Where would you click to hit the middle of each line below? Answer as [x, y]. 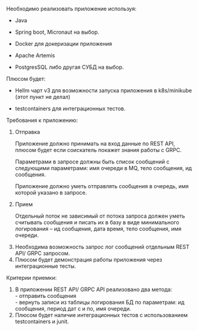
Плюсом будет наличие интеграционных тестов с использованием [101, 315]
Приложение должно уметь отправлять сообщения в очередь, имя [102, 186]
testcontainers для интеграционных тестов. [70, 109]
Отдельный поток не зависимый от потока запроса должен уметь [100, 216]
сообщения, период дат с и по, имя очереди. [73, 309]
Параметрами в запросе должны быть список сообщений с [92, 162]
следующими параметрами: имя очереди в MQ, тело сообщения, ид [103, 168]
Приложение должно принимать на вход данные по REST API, [95, 143]
